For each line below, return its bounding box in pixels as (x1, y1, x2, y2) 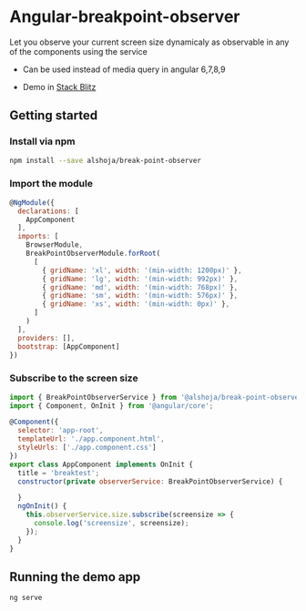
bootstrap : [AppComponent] (17, 341, 120, 351)
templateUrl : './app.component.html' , (17, 434, 166, 443)
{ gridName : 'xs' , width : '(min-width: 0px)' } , (42, 300, 230, 309)
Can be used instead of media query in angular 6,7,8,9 (22, 64, 226, 75)
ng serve (9, 594, 43, 603)
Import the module (9, 178, 94, 190)
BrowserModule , (25, 240, 84, 249)
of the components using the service (9, 46, 148, 56)
